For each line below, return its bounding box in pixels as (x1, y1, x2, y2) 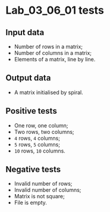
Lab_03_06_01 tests (5, 4, 105, 17)
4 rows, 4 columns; (14, 135, 61, 142)
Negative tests (5, 164, 61, 174)
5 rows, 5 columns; (14, 141, 61, 148)
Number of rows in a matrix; (14, 43, 83, 50)
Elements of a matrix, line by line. (14, 56, 96, 63)
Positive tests (5, 106, 57, 116)
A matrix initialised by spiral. (14, 89, 84, 96)
